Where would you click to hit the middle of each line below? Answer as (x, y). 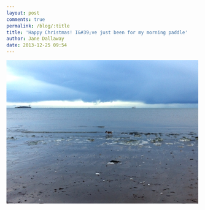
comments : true (26, 19)
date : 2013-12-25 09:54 (37, 45)
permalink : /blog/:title (38, 26)
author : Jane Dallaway (35, 39)
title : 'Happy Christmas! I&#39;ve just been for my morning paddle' (97, 32)
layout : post (23, 13)
